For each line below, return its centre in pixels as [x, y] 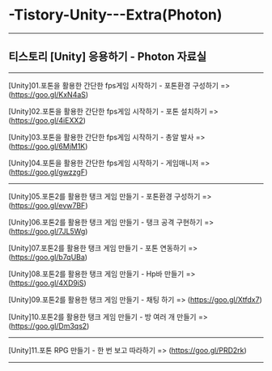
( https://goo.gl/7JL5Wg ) [48, 231]
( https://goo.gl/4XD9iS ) [47, 283]
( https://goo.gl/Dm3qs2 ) [49, 326]
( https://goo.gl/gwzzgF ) [48, 172]
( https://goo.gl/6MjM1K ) [48, 146]
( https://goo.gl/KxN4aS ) [49, 94]
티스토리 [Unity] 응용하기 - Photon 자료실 [107, 57]
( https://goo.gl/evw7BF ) [48, 205]
